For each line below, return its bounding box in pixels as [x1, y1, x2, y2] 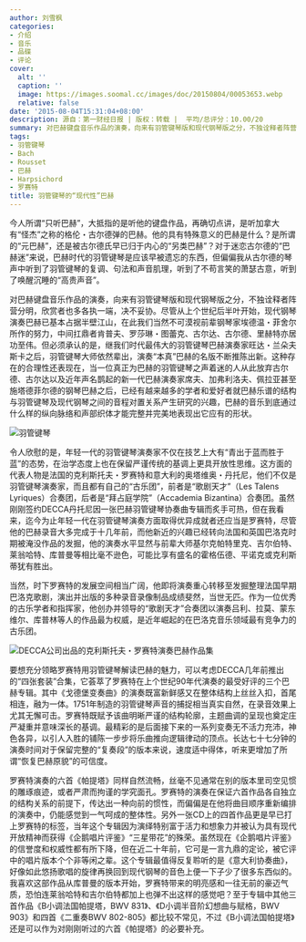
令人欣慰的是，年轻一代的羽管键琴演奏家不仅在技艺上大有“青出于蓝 [9, 447, 261, 457]
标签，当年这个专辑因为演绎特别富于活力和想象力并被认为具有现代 [48, 821, 297, 831]
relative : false [17, 98, 79, 108]
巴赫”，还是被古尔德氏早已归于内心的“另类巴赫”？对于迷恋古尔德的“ [28, 241, 282, 251]
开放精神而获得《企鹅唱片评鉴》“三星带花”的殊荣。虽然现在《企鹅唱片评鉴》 [9, 832, 296, 843]
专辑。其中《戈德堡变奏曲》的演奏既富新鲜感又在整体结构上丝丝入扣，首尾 [16, 688, 297, 698]
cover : [9, 65, 35, 74]
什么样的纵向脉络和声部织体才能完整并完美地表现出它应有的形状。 [9, 408, 257, 419]
